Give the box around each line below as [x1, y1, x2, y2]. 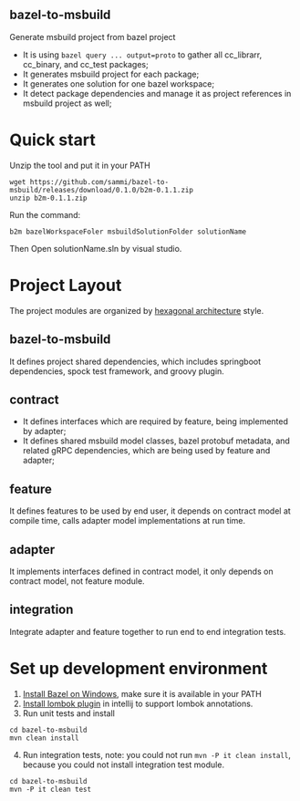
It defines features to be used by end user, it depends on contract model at [9, 505, 292, 516]
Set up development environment [9, 658, 268, 679]
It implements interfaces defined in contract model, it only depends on [9, 566, 274, 577]
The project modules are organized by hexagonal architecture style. [9, 305, 264, 316]
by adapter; [22, 426, 67, 437]
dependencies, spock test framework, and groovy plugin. [9, 365, 225, 377]
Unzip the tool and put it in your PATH [9, 160, 150, 171]
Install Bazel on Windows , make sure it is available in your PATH [22, 688, 263, 699]
